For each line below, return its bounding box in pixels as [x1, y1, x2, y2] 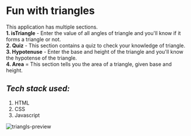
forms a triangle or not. [6, 36, 61, 43]
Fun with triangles [6, 4, 95, 18]
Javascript [14, 111, 40, 118]
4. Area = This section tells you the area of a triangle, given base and [6, 60, 172, 68]
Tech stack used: [6, 83, 70, 94]
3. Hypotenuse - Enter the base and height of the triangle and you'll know [6, 48, 183, 55]
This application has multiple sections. [6, 23, 98, 30]
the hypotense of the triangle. [6, 54, 77, 61]
